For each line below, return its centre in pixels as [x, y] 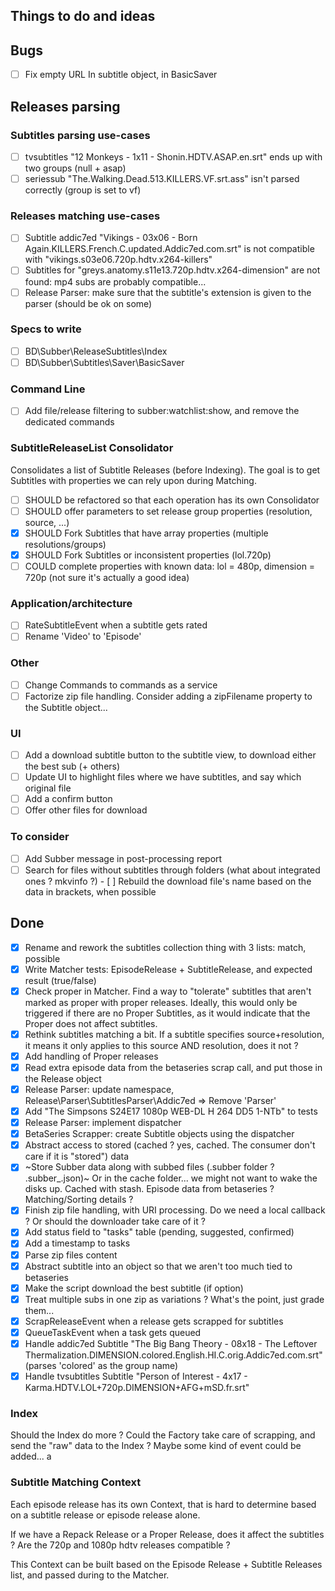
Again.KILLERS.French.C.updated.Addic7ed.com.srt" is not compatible [169, 249]
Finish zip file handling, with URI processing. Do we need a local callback [175, 1210]
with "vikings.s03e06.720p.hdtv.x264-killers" [118, 260]
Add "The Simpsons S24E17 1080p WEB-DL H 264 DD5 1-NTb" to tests [171, 1111]
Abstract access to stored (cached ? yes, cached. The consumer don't [170, 1145]
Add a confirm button [68, 799]
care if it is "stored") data [77, 1156]
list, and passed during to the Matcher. [90, 1575]
